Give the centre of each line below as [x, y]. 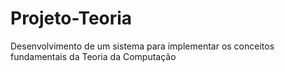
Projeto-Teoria [71, 18]
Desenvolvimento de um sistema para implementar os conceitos [142, 46]
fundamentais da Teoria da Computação [93, 56]
